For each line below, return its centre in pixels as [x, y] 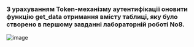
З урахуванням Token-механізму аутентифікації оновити [97, 9]
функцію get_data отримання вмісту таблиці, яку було [92, 16]
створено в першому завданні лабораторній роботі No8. [95, 24]
